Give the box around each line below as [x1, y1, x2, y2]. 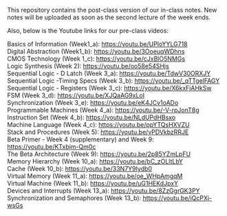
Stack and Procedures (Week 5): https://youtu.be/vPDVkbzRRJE [7, 128, 189, 136]
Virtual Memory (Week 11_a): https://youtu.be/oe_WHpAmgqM [7, 172, 183, 180]
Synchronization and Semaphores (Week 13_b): [7, 194, 142, 202]
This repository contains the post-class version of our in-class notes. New [7, 6, 217, 14]
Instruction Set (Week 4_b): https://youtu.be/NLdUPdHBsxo [7, 113, 176, 121]
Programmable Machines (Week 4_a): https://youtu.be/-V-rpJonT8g [7, 106, 199, 114]
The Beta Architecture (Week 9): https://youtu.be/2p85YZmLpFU [7, 150, 191, 158]
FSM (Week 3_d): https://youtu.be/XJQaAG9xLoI [7, 91, 145, 99]
